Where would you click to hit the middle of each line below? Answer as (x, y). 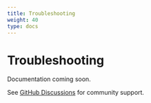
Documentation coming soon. (49, 79)
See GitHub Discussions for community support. (76, 93)
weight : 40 (23, 20)
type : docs (23, 26)
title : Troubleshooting (41, 13)
